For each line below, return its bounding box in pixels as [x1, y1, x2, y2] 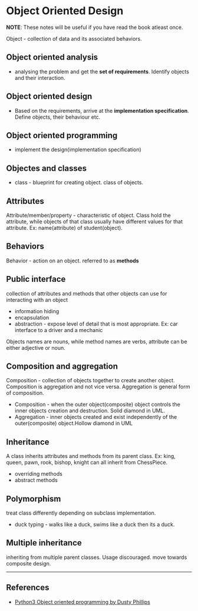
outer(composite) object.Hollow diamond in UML [14, 420, 133, 427]
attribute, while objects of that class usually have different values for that [6, 218, 183, 225]
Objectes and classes [6, 163, 87, 173]
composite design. [6, 560, 51, 567]
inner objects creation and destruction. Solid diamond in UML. [14, 407, 166, 414]
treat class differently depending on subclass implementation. [6, 509, 156, 516]
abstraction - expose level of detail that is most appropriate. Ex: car [14, 320, 179, 327]
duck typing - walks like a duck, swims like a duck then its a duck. [14, 521, 175, 528]
